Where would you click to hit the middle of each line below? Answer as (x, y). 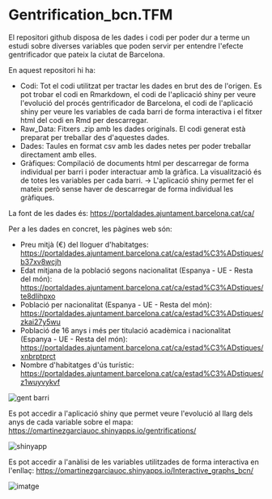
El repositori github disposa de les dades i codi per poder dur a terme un (129, 37)
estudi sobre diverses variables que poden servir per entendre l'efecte (126, 45)
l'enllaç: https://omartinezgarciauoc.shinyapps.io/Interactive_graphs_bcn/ (131, 470)
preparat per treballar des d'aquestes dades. (95, 137)
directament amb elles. (58, 154)
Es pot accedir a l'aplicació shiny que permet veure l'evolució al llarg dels (131, 413)
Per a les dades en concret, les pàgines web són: (90, 229)
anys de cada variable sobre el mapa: (71, 421)
